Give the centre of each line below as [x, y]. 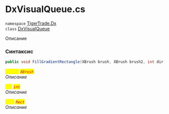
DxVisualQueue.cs [45, 9]
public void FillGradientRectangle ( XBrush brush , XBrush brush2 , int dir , [86, 62]
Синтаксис [19, 51]
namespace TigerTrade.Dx [31, 23]
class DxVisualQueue [28, 28]
